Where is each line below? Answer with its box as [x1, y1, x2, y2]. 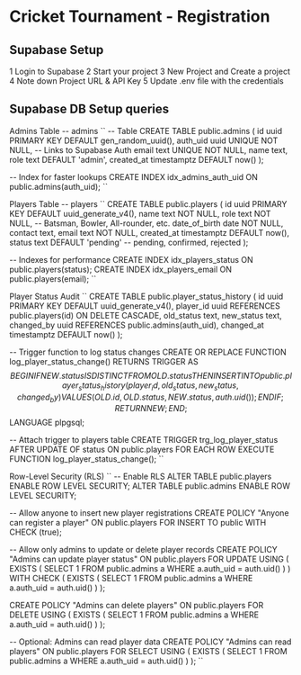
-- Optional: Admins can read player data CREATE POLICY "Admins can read [9, 636, 292, 647]
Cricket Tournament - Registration [9, 6, 270, 27]
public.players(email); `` [9, 273, 97, 284]
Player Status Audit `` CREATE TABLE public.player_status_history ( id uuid [9, 291, 284, 301]
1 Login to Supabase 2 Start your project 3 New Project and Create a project [9, 66, 290, 76]
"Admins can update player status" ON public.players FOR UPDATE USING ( [9, 553, 289, 564]
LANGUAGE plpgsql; [9, 417, 85, 428]
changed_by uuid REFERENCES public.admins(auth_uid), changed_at [9, 319, 265, 330]
